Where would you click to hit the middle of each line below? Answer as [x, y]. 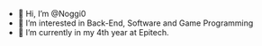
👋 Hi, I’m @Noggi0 [52, 14]
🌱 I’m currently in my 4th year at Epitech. [93, 32]
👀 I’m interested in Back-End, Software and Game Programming [136, 23]
